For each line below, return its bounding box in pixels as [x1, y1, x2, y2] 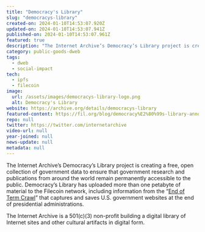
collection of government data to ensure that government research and [6, 168, 185, 175]
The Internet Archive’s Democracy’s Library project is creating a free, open [6, 161, 194, 169]
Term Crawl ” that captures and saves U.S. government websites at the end [6, 194, 194, 201]
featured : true [6, 37, 45, 43]
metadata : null [6, 144, 45, 151]
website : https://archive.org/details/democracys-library [6, 105, 157, 111]
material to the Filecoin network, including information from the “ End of [6, 187, 185, 195]
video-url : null [6, 128, 48, 134]
